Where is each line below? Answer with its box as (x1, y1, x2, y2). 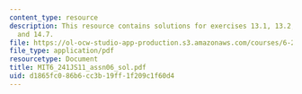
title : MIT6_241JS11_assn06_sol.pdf (9, 64, 147, 73)
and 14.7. (17, 30, 54, 38)
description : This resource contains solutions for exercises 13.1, (9, 21, 271, 30)
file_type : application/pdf (9, 47, 115, 56)
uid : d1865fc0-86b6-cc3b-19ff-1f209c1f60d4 (9, 72, 175, 81)
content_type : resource (9, 13, 99, 22)
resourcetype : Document (9, 55, 99, 64)
